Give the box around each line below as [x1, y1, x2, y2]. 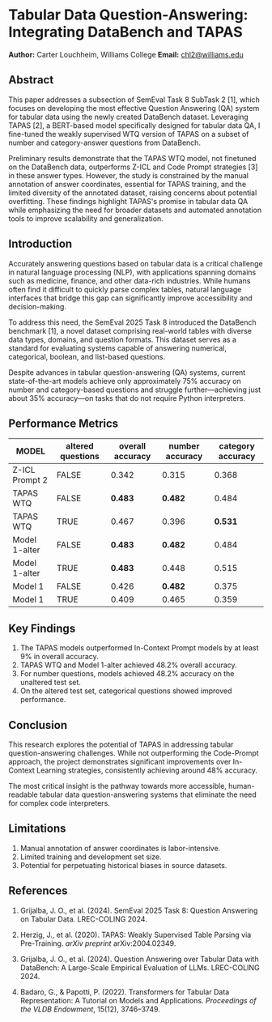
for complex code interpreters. [8, 798, 111, 807]
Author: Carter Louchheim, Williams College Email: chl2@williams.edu [8, 49, 244, 59]
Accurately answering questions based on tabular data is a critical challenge [8, 258, 263, 268]
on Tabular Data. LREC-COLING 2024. [19, 913, 147, 924]
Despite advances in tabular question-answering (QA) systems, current [8, 367, 246, 377]
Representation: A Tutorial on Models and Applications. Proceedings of [19, 995, 257, 1005]
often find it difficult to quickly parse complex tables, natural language [8, 284, 242, 294]
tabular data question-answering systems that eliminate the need [39, 790, 257, 799]
